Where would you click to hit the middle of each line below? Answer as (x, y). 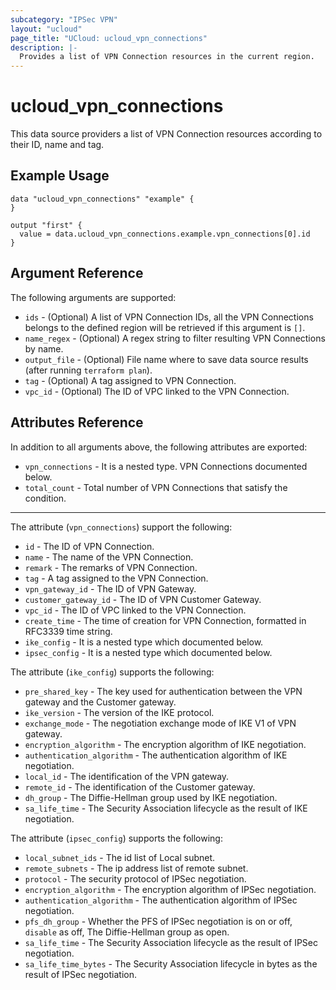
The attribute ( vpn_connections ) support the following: (121, 527)
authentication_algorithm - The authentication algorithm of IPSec (161, 900)
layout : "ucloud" (46, 29)
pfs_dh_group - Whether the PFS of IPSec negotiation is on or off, (158, 921)
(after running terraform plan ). (88, 370)
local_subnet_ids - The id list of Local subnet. (120, 857)
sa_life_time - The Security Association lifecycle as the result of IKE (166, 808)
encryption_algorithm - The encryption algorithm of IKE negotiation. (165, 744)
